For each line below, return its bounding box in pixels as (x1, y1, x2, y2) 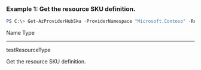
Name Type (6, 29, 35, 36)
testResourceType (6, 47, 51, 54)
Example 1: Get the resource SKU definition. (6, 5, 136, 13)
